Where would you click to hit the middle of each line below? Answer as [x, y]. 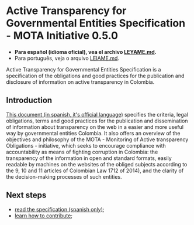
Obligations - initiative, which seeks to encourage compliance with [86, 145]
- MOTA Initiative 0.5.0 [62, 36]
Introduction [29, 100]
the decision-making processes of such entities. [64, 176]
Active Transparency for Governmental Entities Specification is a [84, 69]
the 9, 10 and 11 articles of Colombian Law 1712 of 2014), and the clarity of [95, 171]
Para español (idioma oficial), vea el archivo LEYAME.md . [85, 52]
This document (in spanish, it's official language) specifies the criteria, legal [97, 114]
